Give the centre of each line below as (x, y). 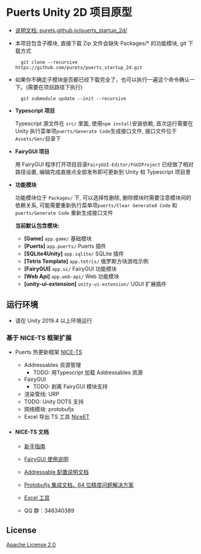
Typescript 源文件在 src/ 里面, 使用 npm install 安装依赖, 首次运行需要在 (104, 123)
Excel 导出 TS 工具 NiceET (57, 417)
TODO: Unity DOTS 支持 (54, 402)
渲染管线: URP (41, 394)
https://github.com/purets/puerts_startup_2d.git (79, 67)
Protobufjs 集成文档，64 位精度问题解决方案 (79, 485)
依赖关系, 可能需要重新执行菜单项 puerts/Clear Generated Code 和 (96, 205)
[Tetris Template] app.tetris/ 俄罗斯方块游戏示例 (86, 261)
